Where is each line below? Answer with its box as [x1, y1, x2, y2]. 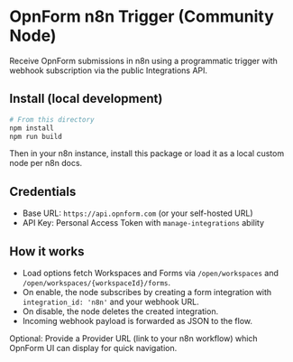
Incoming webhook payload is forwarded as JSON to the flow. [22, 316, 253, 326]
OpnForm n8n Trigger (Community [9, 6, 274, 27]
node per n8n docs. [9, 158, 83, 169]
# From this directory [9, 115, 95, 124]
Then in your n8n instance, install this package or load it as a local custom [9, 148, 285, 159]
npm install [9, 124, 54, 133]
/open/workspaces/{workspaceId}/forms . [22, 277, 171, 288]
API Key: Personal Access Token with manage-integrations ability [22, 218, 264, 228]
